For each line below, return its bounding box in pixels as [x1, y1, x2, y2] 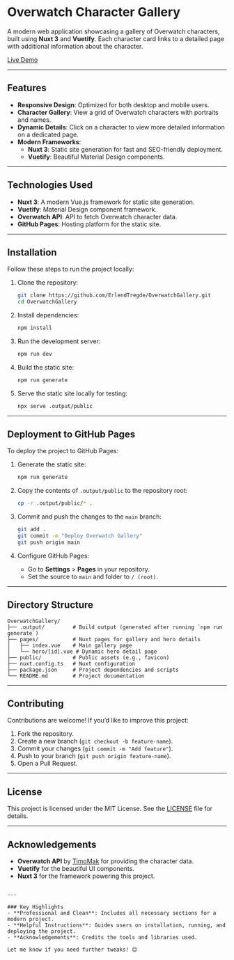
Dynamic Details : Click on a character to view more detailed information [17, 123, 225, 131]
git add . [17, 526, 47, 533]
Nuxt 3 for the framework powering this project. [17, 872, 155, 881]
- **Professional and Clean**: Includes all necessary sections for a [7, 910, 217, 917]
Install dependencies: [17, 311, 79, 320]
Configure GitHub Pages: [17, 551, 89, 560]
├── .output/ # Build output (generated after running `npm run [7, 624, 223, 631]
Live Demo [7, 55, 38, 63]
